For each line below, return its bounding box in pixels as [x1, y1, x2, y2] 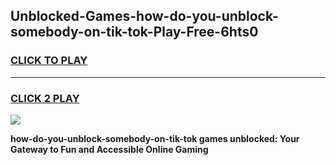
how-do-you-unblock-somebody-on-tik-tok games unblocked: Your [10, 132, 300, 144]
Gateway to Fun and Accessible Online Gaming [10, 143, 209, 155]
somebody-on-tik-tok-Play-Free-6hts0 [10, 24, 259, 41]
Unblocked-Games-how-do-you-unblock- [10, 8, 279, 25]
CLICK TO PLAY [10, 54, 88, 68]
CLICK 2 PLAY [10, 91, 80, 105]
